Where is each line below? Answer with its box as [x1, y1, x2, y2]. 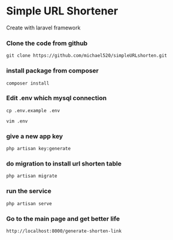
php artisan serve [6, 200, 52, 206]
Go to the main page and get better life [6, 214, 120, 223]
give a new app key [6, 132, 63, 140]
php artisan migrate [6, 173, 58, 179]
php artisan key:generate [6, 146, 71, 152]
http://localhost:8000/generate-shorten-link [6, 228, 122, 235]
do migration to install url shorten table [6, 160, 122, 168]
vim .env [6, 118, 28, 124]
